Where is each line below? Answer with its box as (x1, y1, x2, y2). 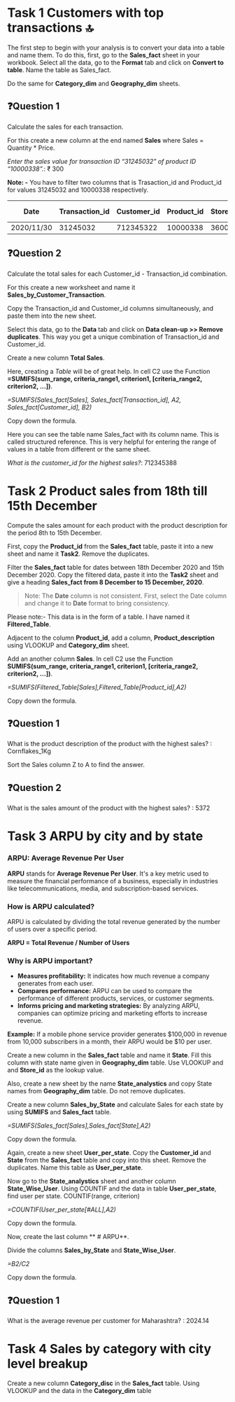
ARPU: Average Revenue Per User (7, 853, 124, 863)
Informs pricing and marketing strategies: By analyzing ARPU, (17, 1002, 201, 1010)
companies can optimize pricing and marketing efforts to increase (17, 1009, 208, 1018)
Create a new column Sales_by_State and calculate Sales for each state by (7, 1100, 224, 1109)
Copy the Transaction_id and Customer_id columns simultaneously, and (7, 304, 214, 312)
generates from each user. (17, 979, 94, 988)
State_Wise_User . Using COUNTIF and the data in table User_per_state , (7, 1184, 217, 1193)
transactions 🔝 (7, 20, 94, 36)
